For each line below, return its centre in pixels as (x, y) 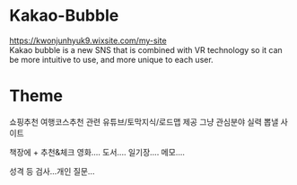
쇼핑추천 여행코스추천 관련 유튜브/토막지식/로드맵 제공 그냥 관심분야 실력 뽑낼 (144, 121)
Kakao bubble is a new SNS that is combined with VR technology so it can (146, 49)
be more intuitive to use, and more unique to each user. (111, 59)
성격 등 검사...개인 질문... (52, 171)
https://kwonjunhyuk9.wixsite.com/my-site (88, 40)
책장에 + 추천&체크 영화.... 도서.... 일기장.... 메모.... (97, 152)
